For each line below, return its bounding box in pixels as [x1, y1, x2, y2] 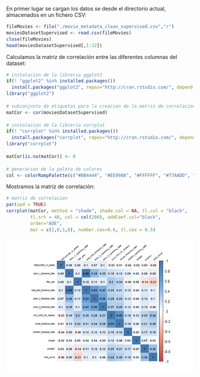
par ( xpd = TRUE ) [6, 202, 46, 208]
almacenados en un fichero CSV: [6, 11, 87, 18]
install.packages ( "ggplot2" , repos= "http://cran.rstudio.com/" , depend [11, 85, 193, 91]
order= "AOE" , [30, 220, 62, 226]
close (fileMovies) [6, 36, 52, 42]
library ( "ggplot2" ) [6, 91, 55, 97]
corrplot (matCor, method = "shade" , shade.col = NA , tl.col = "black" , [6, 208, 187, 214]
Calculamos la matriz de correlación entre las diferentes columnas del [6, 53, 177, 60]
